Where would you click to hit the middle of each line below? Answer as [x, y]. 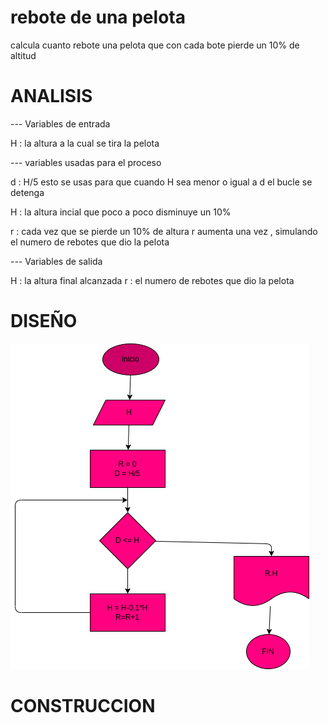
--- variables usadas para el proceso [86, 162]
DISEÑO [44, 321]
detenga [27, 192]
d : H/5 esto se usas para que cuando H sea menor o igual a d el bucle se [161, 182]
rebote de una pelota [98, 17]
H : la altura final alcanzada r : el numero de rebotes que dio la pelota [152, 280]
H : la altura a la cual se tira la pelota [85, 143]
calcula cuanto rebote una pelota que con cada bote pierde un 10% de [155, 45]
